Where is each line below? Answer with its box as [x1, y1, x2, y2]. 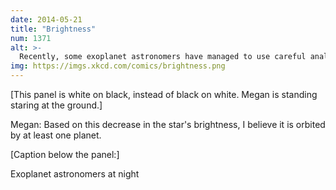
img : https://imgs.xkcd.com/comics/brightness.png [10, 61, 226, 71]
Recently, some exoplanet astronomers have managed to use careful [19, 52, 307, 62]
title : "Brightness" [10, 24, 97, 34]
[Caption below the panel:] [10, 149, 120, 160]
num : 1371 [10, 33, 52, 43]
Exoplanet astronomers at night [10, 168, 140, 180]
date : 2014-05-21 [10, 14, 83, 25]
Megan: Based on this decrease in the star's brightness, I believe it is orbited [10, 119, 326, 130]
